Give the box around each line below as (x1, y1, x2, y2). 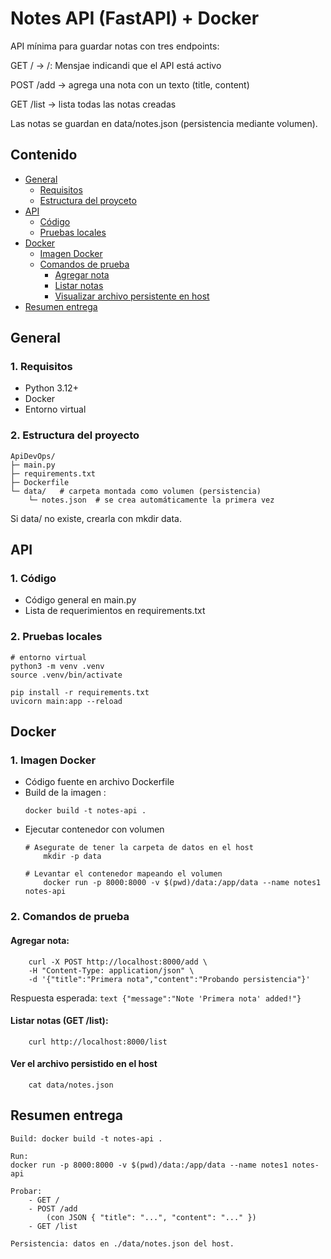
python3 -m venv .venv (10, 661, 105, 671)
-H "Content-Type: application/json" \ (28, 965, 195, 976)
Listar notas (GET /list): (10, 1015, 109, 1027)
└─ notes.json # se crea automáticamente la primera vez (28, 495, 275, 505)
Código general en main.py (24, 594, 137, 606)
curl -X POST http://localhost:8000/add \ (28, 957, 208, 967)
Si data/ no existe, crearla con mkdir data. (10, 512, 182, 524)
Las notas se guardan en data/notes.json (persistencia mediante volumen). (10, 117, 318, 129)
